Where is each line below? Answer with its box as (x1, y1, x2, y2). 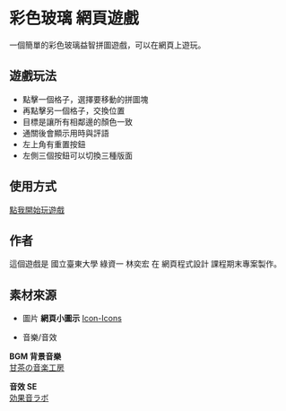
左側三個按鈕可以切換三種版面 (22, 150, 133, 161)
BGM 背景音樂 (9, 351, 62, 362)
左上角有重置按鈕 (22, 138, 86, 149)
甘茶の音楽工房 (9, 363, 65, 373)
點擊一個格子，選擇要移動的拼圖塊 (22, 93, 149, 104)
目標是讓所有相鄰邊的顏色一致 (22, 116, 133, 127)
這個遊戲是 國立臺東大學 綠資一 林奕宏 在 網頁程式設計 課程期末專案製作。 (9, 258, 282, 269)
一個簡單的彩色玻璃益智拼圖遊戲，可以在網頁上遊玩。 (9, 39, 206, 50)
